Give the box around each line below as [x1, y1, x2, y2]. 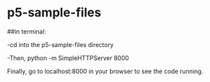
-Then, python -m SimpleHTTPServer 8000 [7, 53, 129, 62]
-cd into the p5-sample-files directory [7, 40, 114, 49]
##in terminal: [7, 27, 47, 36]
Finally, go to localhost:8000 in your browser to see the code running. [7, 67, 204, 75]
